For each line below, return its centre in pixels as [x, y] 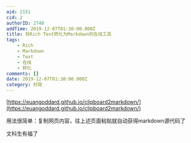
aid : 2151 [19, 12]
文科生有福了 [22, 134]
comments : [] [23, 74]
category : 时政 [24, 85]
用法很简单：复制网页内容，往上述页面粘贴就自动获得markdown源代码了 [96, 121]
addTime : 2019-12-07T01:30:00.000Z [51, 29]
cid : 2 [14, 17]
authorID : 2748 [25, 23]
